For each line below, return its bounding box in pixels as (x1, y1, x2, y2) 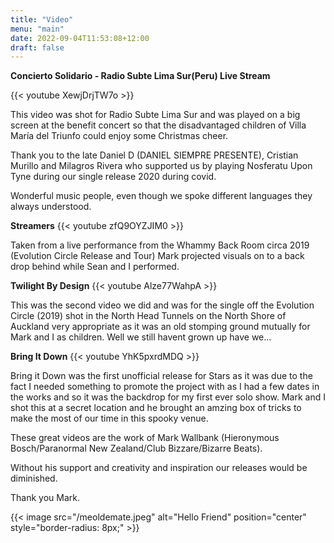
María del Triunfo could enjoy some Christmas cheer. (10, 130, 229, 142)
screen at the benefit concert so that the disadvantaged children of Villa (10, 119, 307, 131)
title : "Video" (10, 14, 74, 25)
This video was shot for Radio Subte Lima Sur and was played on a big (10, 109, 301, 121)
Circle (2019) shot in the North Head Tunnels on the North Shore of (10, 310, 287, 322)
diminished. (10, 472, 58, 485)
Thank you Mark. (10, 492, 80, 504)
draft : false (10, 42, 65, 53)
